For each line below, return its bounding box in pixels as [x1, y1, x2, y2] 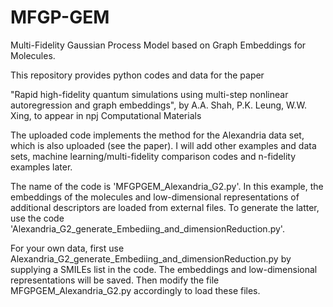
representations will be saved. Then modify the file [10, 274, 220, 286]
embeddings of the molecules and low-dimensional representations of [10, 191, 300, 203]
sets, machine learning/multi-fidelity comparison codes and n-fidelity [10, 150, 297, 162]
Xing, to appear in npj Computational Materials [10, 109, 202, 121]
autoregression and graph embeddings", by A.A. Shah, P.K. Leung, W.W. [10, 99, 307, 111]
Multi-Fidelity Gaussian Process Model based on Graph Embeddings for [10, 39, 307, 51]
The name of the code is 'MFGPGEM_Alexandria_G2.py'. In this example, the [10, 180, 324, 192]
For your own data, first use [10, 242, 125, 254]
